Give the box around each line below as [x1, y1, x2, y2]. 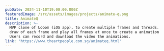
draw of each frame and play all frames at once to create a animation [9, 30, 160, 34]
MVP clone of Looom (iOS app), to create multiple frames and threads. [9, 25, 160, 30]
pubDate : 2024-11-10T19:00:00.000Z [5, 7, 78, 12]
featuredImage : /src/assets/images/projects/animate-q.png [5, 12, 129, 17]
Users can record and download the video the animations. [9, 34, 131, 39]
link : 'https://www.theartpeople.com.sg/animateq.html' [5, 39, 122, 44]
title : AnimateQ [5, 16, 38, 21]
